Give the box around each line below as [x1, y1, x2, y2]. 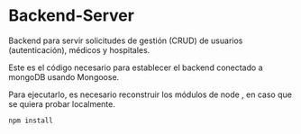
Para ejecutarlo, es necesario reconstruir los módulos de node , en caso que [8, 89, 292, 100]
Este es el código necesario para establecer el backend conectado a [8, 62, 263, 73]
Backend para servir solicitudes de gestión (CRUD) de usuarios [8, 35, 243, 46]
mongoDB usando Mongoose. [8, 71, 120, 82]
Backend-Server [8, 5, 134, 26]
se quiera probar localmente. [8, 98, 116, 109]
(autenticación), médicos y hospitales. [8, 44, 150, 55]
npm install [8, 116, 53, 125]
